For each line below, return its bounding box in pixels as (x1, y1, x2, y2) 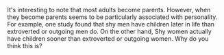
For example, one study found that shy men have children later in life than (7, 20, 214, 28)
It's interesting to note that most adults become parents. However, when (7, 6, 211, 14)
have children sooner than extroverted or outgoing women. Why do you (7, 35, 209, 43)
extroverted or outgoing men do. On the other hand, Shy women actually (7, 27, 212, 35)
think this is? (7, 42, 42, 50)
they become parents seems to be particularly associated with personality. (7, 13, 218, 21)
